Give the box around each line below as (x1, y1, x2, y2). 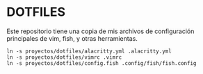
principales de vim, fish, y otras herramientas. (6, 34, 138, 42)
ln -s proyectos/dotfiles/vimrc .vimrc (6, 53, 122, 61)
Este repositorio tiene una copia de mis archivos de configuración (6, 27, 195, 35)
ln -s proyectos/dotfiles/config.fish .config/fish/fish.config (6, 59, 197, 66)
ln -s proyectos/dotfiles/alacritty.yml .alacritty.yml (6, 48, 172, 55)
